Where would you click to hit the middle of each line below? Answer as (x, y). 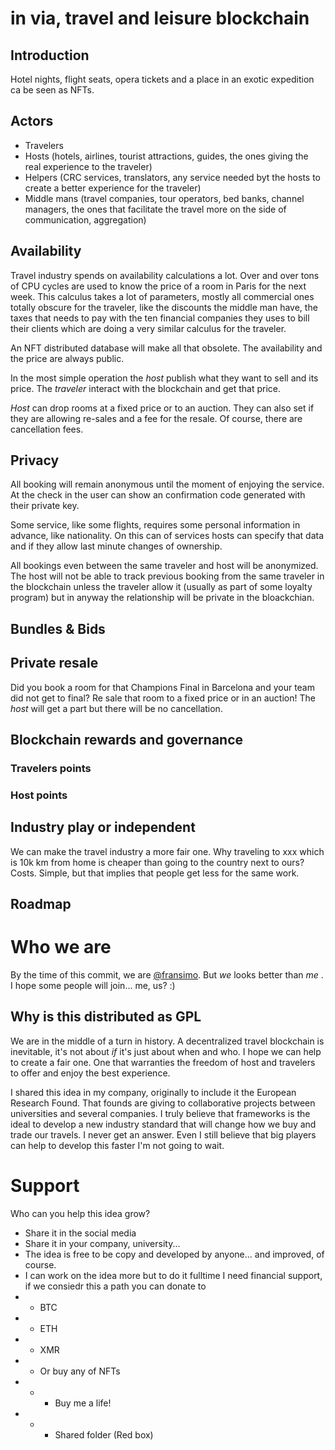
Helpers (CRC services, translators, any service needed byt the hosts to (172, 177)
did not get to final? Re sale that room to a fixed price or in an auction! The (163, 698)
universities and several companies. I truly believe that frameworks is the (160, 1113)
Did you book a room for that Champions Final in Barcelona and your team (162, 687)
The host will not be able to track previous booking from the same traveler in (167, 576)
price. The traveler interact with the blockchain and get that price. (145, 388)
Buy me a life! (83, 1403)
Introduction (50, 55)
